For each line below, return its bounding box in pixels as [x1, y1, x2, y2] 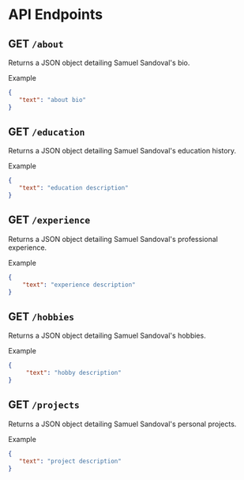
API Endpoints [8, 6, 103, 24]
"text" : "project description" [18, 457, 122, 465]
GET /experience [8, 214, 91, 227]
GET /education [8, 125, 85, 139]
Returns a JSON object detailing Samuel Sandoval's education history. [8, 146, 237, 156]
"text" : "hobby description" [25, 369, 122, 377]
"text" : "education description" [18, 184, 129, 192]
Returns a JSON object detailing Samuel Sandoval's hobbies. [8, 331, 207, 341]
